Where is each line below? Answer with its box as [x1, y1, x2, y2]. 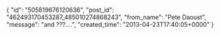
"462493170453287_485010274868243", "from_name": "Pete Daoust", [6, 13, 207, 21]
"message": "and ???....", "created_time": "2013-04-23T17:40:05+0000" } [6, 21, 214, 28]
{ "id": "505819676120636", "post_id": [6, 6, 115, 14]
